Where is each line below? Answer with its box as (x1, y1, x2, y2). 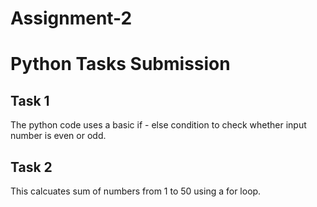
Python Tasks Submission (10, 53, 231, 76)
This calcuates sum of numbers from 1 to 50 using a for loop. (10, 185, 262, 197)
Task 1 (10, 92, 50, 109)
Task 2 (10, 158, 53, 176)
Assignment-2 (10, 7, 133, 30)
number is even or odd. (10, 130, 107, 142)
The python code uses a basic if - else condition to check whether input (10, 119, 307, 131)
